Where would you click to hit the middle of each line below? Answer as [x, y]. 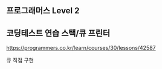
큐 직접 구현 [20, 60]
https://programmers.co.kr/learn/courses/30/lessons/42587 [81, 48]
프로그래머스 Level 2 [43, 11]
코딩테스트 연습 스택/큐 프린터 [58, 33]
